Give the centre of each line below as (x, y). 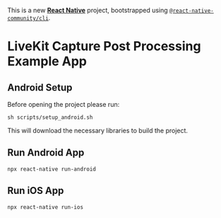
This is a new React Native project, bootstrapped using (88, 10)
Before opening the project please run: (64, 104)
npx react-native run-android (52, 169)
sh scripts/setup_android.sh (50, 117)
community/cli (28, 18)
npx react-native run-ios (45, 207)
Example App (47, 61)
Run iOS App (36, 191)
